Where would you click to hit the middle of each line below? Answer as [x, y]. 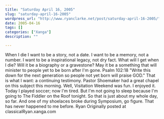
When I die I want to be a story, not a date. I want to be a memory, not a [77, 54]
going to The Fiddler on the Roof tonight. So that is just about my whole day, [82, 96]
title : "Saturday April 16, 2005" [40, 9]
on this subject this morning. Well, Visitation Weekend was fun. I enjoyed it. [81, 85]
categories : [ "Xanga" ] [28, 32]
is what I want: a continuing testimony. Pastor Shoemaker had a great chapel [82, 80]
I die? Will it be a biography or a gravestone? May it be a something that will [81, 65]
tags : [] [14, 28]
